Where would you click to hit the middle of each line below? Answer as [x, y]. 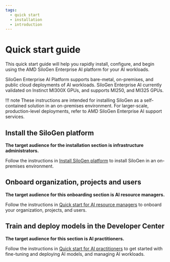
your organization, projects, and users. [46, 210]
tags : [11, 10]
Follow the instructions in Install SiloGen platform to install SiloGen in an [81, 161]
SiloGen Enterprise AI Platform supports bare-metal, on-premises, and [79, 80]
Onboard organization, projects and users [73, 182]
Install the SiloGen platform [50, 133]
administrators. [22, 151]
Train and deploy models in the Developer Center [85, 226]
